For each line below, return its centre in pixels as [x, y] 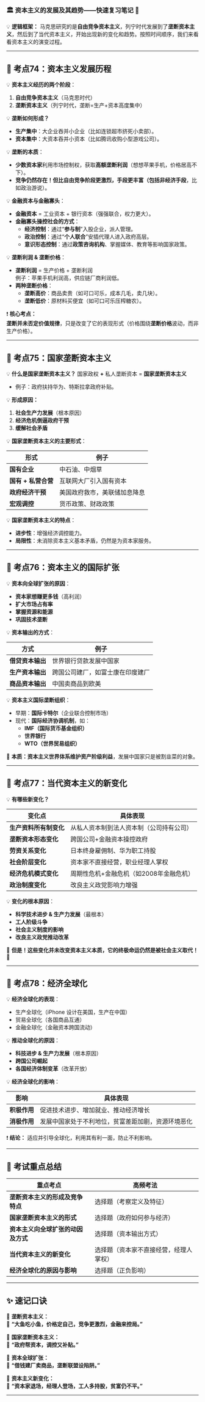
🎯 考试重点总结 [34, 1166]
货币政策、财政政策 [87, 504]
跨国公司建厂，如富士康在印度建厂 [101, 672]
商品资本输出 [28, 683]
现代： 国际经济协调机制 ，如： [52, 721]
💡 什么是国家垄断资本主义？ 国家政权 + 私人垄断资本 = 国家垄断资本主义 [97, 373]
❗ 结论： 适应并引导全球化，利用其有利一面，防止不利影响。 [81, 1138]
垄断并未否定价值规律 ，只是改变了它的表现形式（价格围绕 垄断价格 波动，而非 [103, 323]
